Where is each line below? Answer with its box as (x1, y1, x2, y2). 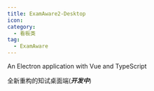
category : (7, 23, 36, 30)
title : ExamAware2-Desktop (7, 10, 86, 17)
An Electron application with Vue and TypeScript (7, 62, 147, 70)
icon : (7, 17, 23, 24)
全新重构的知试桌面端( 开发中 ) (7, 76, 92, 85)
